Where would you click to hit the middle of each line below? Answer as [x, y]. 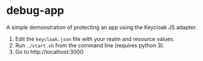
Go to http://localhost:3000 [49, 51]
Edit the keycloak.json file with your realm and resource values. [95, 39]
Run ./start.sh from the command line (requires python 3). [90, 45]
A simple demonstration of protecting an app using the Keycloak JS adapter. [102, 27]
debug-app [35, 11]
